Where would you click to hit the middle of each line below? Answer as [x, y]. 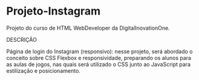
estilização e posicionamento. [43, 70]
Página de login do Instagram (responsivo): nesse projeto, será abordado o [99, 51]
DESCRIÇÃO [22, 39]
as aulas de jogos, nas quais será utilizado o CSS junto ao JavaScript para [98, 64]
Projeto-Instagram [54, 11]
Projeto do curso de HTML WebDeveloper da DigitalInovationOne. [88, 28]
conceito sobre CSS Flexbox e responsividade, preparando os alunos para [99, 58]
